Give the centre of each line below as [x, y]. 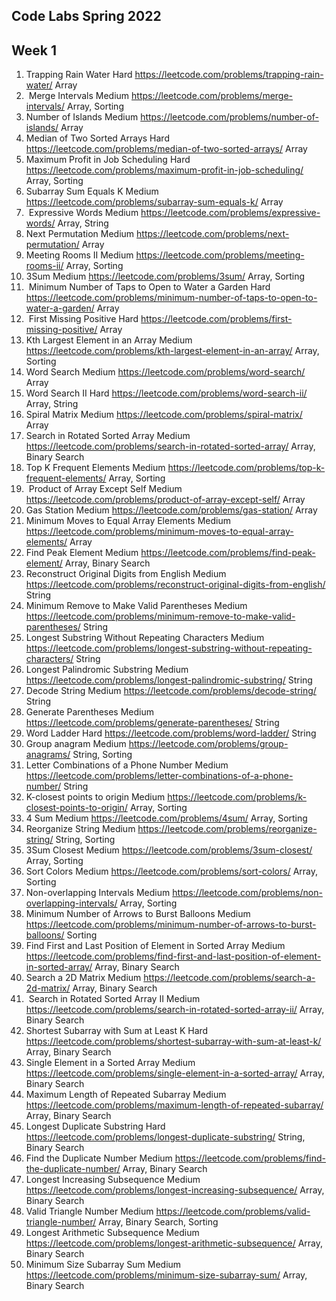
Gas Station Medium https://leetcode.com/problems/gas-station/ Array [171, 510]
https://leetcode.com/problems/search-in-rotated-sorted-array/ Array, [170, 446]
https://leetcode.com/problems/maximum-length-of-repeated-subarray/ [174, 1105]
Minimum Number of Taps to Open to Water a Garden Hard [149, 287]
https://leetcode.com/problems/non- [247, 893]
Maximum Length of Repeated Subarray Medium [126, 1095]
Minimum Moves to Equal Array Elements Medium [128, 521]
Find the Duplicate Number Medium [99, 1158]
